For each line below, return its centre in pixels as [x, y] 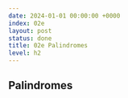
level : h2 [25, 53]
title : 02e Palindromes [48, 46]
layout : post [30, 31]
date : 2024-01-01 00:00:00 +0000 [64, 16]
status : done [30, 38]
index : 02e [27, 23]
